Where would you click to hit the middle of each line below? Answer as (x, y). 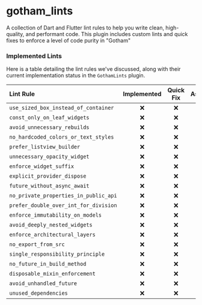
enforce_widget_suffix (41, 167)
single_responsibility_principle (57, 254)
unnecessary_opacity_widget (49, 157)
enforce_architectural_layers (53, 235)
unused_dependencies (38, 293)
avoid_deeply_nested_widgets (51, 225)
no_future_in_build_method (48, 264)
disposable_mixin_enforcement (53, 274)
